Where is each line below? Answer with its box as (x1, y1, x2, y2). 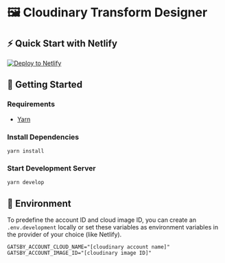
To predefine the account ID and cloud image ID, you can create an (7, 216, 197, 224)
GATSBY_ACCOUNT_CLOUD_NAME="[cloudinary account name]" (7, 244, 170, 251)
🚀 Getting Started (7, 79, 83, 90)
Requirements (7, 99, 56, 109)
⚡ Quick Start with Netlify (7, 38, 118, 49)
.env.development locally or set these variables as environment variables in (7, 223, 218, 231)
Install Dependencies (7, 132, 80, 142)
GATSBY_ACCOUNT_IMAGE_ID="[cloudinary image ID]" (7, 250, 152, 257)
